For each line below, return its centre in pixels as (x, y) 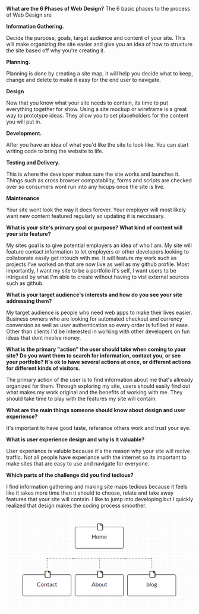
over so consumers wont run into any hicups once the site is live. (86, 187)
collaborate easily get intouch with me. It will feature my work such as (91, 258)
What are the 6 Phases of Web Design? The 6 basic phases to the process (98, 9)
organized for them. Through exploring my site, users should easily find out (98, 386)
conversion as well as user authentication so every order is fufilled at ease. (98, 325)
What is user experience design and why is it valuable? (75, 439)
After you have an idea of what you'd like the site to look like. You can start (97, 145)
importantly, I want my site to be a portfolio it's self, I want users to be (91, 270)
